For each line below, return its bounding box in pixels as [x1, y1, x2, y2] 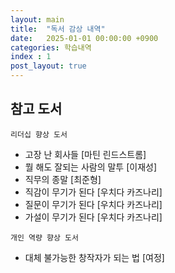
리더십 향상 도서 [10, 129, 68, 140]
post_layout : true [10, 61, 87, 71]
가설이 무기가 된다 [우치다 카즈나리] [24, 211, 163, 223]
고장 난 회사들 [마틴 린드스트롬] [24, 148, 147, 160]
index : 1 [10, 52, 52, 62]
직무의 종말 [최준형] [24, 173, 102, 185]
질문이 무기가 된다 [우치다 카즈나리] [24, 198, 163, 210]
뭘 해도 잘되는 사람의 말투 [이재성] [24, 161, 158, 173]
